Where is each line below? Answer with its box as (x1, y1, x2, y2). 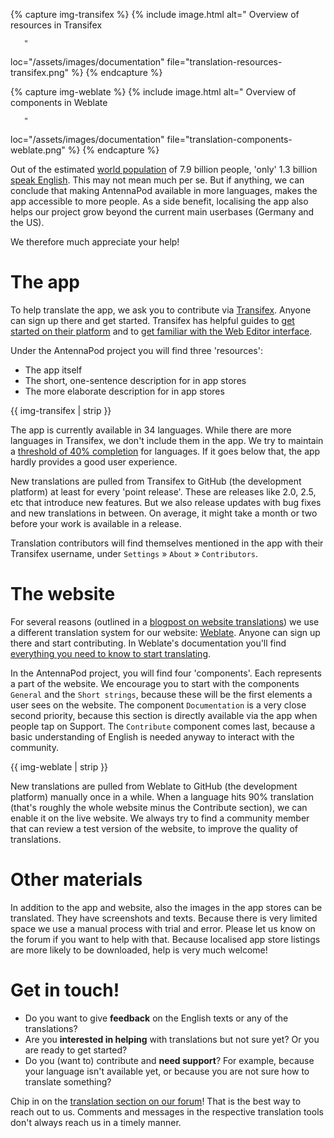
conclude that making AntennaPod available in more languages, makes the (10, 185, 318, 196)
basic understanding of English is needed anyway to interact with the (10, 730, 295, 743)
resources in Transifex (10, 19, 103, 31)
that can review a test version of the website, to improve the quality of (10, 822, 298, 834)
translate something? (24, 1075, 112, 1088)
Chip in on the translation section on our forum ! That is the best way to (10, 1095, 302, 1107)
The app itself (24, 364, 83, 376)
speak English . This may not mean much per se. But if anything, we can (10, 174, 305, 186)
